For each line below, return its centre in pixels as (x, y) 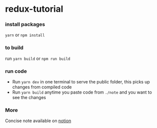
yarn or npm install (25, 35)
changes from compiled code (42, 87)
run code (16, 71)
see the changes (29, 98)
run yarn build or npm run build (38, 58)
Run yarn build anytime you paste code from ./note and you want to (82, 92)
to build (14, 48)
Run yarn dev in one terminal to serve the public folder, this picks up (81, 82)
